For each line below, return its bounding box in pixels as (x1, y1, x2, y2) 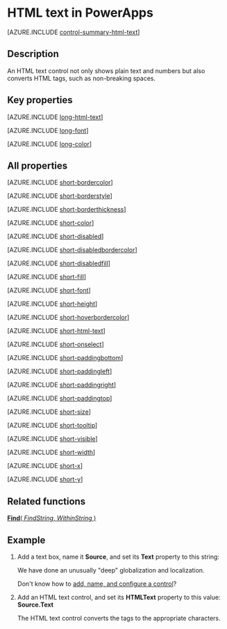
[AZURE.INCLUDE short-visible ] (7, 435, 99, 443)
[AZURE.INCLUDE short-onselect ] (7, 340, 104, 349)
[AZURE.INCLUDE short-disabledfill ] (7, 259, 111, 267)
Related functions (7, 495, 86, 507)
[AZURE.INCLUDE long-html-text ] (7, 113, 103, 121)
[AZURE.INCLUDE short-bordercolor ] (7, 178, 113, 187)
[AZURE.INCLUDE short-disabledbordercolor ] (7, 246, 137, 254)
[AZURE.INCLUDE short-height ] (7, 300, 98, 308)
